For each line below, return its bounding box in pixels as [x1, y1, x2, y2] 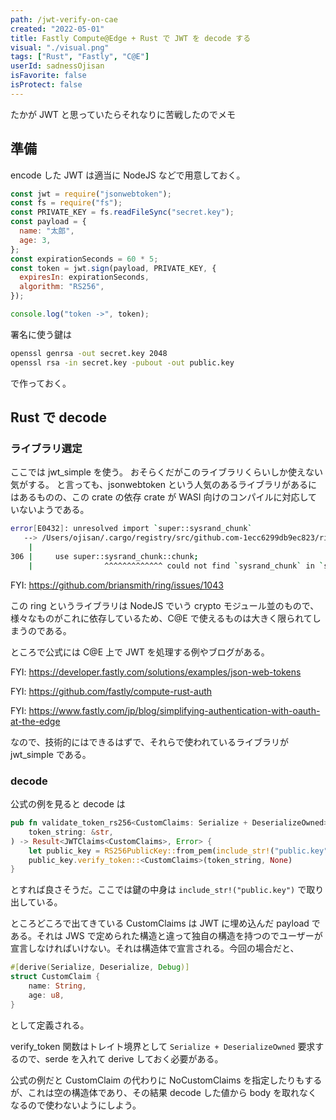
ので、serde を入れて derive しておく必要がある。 [18, 1052, 224, 1065]
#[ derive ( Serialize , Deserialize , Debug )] [10, 962, 190, 973]
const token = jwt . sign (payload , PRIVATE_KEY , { [10, 263, 217, 273]
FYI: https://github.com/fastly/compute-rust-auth [10, 685, 213, 697]
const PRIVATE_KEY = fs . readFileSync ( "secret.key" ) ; [10, 207, 235, 218]
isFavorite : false [10, 71, 87, 81]
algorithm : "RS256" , [19, 282, 105, 292]
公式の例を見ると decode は [10, 798, 126, 810]
